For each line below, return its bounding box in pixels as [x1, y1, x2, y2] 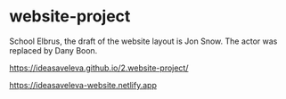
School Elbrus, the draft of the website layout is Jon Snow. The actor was [9, 36, 278, 46]
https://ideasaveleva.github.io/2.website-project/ [9, 62, 189, 73]
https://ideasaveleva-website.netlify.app [9, 79, 158, 90]
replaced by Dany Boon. [9, 45, 98, 55]
